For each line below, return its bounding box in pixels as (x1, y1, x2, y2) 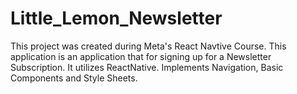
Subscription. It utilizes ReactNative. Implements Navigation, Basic (10, 61, 284, 73)
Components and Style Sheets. (10, 72, 138, 84)
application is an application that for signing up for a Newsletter (10, 50, 272, 62)
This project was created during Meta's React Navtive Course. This (10, 40, 287, 52)
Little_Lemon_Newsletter (10, 7, 223, 30)
